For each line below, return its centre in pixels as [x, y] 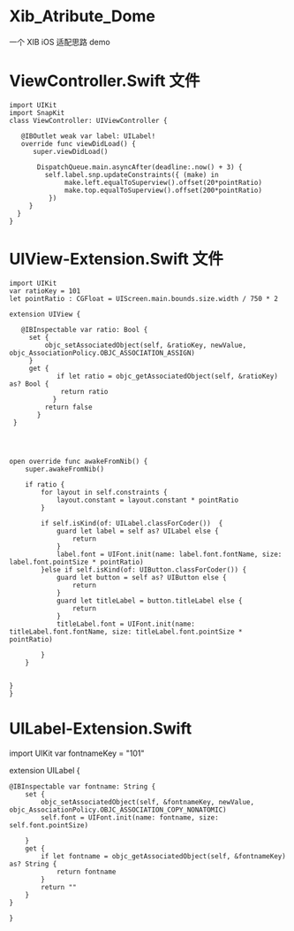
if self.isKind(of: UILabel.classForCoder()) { [132, 523]
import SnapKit [37, 112]
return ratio [84, 391]
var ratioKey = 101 [45, 291]
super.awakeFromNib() [64, 469]
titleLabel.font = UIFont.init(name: [126, 624]
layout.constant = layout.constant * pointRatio [147, 500]
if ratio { [45, 484]
